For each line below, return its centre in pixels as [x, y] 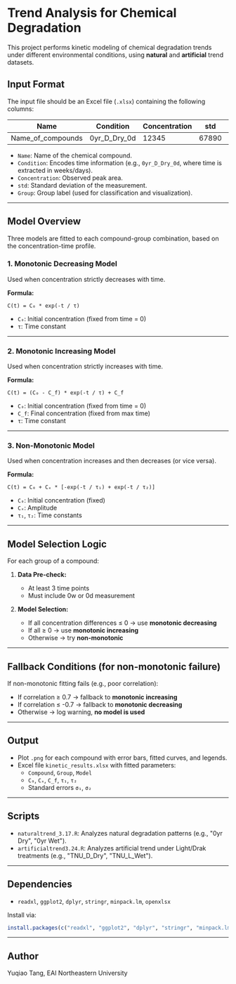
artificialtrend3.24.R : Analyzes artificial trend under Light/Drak [112, 848]
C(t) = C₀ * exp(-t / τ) [44, 306]
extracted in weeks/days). [55, 170]
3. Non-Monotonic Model [51, 446]
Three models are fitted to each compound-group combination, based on [113, 238]
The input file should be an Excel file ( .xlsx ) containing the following [106, 101]
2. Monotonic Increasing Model [61, 351]
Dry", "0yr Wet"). [42, 841]
